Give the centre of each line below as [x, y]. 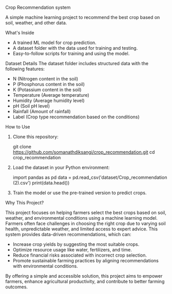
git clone [22, 146]
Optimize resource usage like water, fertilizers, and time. [72, 250]
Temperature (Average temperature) [51, 95]
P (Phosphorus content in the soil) [49, 84]
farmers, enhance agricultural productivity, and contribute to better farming [85, 281]
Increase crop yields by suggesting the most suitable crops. [76, 244]
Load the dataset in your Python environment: [61, 167]
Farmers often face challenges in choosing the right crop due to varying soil [85, 223]
